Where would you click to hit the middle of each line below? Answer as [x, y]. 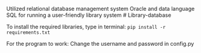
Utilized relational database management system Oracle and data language [100, 9]
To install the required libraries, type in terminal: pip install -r [86, 27]
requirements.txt [28, 33]
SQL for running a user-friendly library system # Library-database [89, 15]
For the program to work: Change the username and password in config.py [100, 44]
